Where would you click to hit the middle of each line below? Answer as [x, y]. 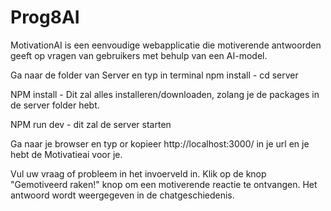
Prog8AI [45, 17]
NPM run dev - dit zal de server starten [91, 124]
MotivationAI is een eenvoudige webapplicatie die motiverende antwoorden [166, 45]
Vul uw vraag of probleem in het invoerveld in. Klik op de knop [138, 173]
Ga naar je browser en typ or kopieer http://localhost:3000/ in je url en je [160, 143]
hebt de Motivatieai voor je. [66, 154]
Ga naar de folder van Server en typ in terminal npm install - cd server [154, 75]
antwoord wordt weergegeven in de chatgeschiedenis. [122, 195]
